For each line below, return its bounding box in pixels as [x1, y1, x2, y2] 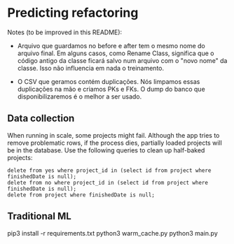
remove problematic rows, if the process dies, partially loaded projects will [7, 138, 222, 147]
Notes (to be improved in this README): [7, 28, 123, 36]
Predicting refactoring [7, 5, 139, 21]
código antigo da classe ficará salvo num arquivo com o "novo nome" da [17, 56, 228, 64]
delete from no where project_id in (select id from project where [7, 179, 209, 186]
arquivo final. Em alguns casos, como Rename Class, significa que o [17, 49, 214, 57]
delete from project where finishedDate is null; [7, 191, 156, 199]
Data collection [7, 113, 75, 124]
